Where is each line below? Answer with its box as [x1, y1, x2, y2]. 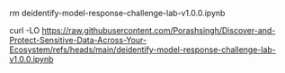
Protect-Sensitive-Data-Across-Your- [9, 35, 147, 45]
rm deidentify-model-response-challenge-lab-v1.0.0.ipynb [9, 8, 226, 18]
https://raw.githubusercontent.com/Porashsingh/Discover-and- [41, 25, 276, 35]
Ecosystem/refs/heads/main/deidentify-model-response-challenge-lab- [9, 44, 277, 55]
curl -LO [9, 25, 40, 35]
